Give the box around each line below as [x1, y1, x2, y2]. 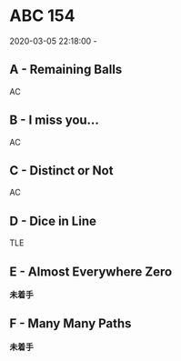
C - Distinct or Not [9, 163, 114, 178]
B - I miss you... [9, 113, 100, 128]
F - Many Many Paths [9, 316, 132, 332]
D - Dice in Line [9, 213, 97, 228]
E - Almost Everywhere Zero [9, 264, 173, 279]
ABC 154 [9, 5, 75, 26]
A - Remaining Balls [9, 62, 123, 77]
